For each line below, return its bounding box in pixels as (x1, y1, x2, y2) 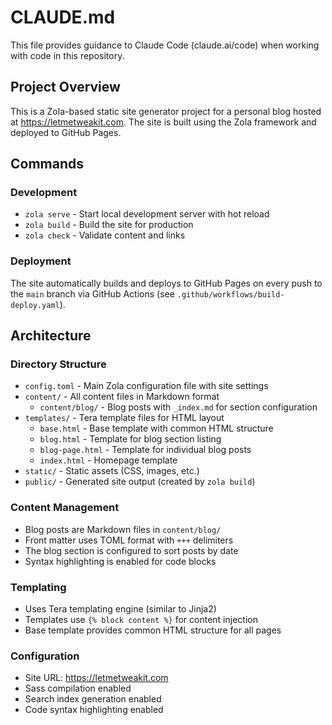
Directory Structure (10, 357, 107, 371)
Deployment (10, 254, 72, 268)
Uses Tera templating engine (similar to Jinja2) (24, 603, 217, 615)
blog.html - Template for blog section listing (39, 433, 222, 445)
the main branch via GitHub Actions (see (10, 287, 175, 300)
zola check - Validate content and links (24, 229, 186, 241)
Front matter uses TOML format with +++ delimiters (24, 534, 234, 546)
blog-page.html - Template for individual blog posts (39, 444, 252, 456)
